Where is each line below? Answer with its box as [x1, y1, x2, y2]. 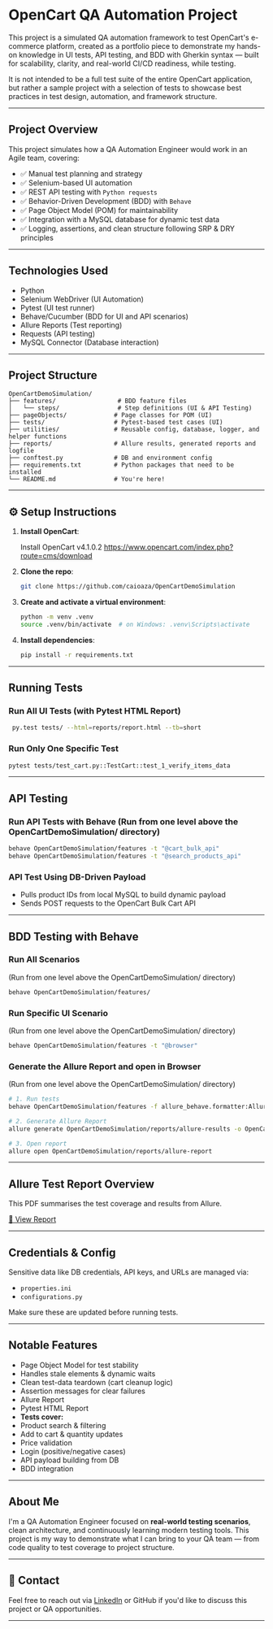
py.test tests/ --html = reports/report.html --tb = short [11, 723, 201, 732]
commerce [8, 41, 45, 50]
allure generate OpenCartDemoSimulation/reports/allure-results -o [8, 1124, 242, 1133]
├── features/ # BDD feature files [8, 397, 187, 406]
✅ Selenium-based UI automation [19, 177, 132, 188]
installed [8, 468, 42, 476]
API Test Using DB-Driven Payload [8, 871, 146, 883]
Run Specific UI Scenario [8, 1007, 108, 1019]
